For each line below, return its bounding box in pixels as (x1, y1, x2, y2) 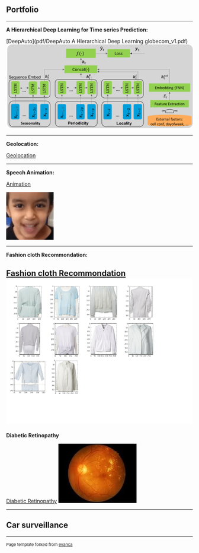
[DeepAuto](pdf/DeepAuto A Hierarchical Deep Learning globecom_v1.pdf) (6, 37, 188, 45)
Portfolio (6, 5, 39, 15)
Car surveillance (6, 520, 68, 530)
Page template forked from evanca (6, 541, 73, 548)
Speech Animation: (6, 169, 54, 176)
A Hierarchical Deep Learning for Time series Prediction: (6, 26, 148, 33)
